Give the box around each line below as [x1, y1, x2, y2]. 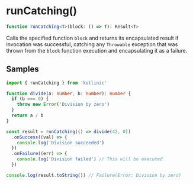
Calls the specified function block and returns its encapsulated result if [6, 34, 179, 41]
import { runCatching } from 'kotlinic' [6, 80, 108, 86]
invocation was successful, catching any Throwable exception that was [6, 40, 178, 48]
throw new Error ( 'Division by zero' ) [17, 102, 110, 108]
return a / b [11, 112, 44, 118]
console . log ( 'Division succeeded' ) [17, 140, 105, 146]
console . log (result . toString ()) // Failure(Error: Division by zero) [6, 172, 182, 178]
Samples [6, 64, 40, 75]
